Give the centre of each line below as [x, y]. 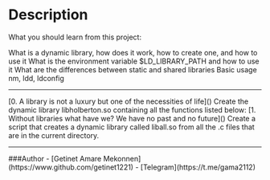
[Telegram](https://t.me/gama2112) [198, 167]
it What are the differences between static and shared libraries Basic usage [133, 69]
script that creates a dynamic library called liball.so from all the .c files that [131, 127]
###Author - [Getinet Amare [55, 158]
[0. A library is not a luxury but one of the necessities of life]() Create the [129, 101]
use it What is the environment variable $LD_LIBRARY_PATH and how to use [134, 61]
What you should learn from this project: [75, 37]
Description [48, 15]
